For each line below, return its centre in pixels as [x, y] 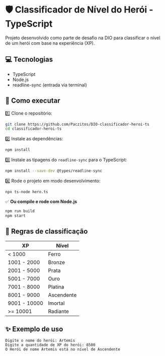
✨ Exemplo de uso [34, 329]
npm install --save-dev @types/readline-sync [54, 171]
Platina [56, 287]
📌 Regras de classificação [47, 232]
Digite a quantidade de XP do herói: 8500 [50, 345]
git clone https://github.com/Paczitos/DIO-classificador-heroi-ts [77, 124]
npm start [16, 216]
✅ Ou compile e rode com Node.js [41, 201]
